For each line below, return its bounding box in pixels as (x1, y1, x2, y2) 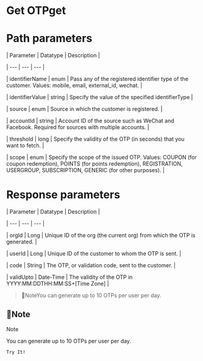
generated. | (6, 238, 38, 245)
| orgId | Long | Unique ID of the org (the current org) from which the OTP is (6, 232, 196, 239)
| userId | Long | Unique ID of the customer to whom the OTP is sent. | (6, 250, 181, 258)
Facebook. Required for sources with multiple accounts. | (6, 124, 150, 131)
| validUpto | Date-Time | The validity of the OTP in (6, 273, 133, 281)
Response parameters (6, 188, 120, 202)
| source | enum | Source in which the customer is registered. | (6, 105, 163, 113)
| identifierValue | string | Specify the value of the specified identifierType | (6, 94, 193, 101)
